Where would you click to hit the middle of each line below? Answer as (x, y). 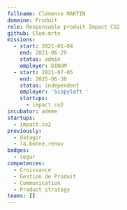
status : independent (50, 85)
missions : (22, 40)
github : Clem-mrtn (34, 33)
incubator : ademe (32, 111)
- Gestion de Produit (45, 176)
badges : (18, 150)
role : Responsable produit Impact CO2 (63, 27)
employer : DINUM (44, 66)
